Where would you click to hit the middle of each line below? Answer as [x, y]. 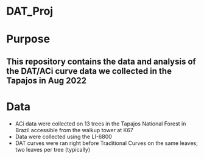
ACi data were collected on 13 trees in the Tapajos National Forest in [100, 124]
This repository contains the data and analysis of [101, 61]
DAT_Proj [30, 11]
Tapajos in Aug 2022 [47, 80]
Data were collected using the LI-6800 [64, 136]
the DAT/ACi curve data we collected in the [89, 71]
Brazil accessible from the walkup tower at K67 [74, 130]
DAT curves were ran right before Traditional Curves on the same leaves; [106, 143]
